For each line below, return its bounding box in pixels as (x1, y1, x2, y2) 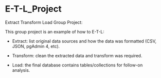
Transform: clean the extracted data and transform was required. (12, 52, 143, 59)
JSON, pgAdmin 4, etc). (12, 43, 60, 49)
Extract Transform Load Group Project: (5, 19, 83, 25)
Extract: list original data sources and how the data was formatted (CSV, (12, 38, 157, 44)
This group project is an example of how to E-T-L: (5, 29, 105, 34)
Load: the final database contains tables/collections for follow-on (12, 62, 143, 68)
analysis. (12, 67, 30, 73)
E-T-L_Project (5, 3, 62, 15)
